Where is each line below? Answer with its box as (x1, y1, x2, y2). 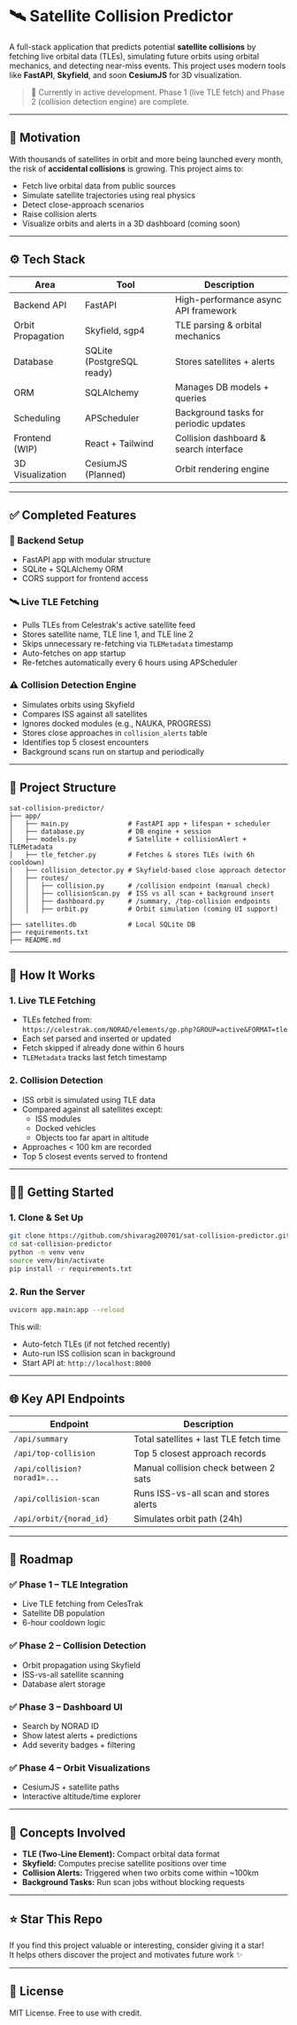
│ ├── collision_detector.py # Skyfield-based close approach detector (9, 865, 287, 874)
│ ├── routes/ (9, 873, 69, 882)
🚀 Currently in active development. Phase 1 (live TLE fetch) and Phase (30, 87, 286, 97)
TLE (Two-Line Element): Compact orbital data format (21, 1849, 220, 1859)
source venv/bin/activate (9, 1256, 104, 1265)
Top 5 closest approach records (133, 1447, 267, 1459)
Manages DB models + (175, 381, 270, 393)
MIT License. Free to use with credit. (9, 2007, 142, 2018)
